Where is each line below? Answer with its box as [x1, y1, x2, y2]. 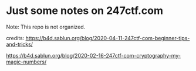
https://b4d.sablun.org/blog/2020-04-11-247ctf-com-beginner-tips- [25, 34, 190, 41]
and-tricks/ [6, 41, 33, 48]
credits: [6, 34, 25, 41]
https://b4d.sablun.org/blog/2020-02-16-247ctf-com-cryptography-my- [6, 52, 181, 59]
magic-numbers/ [6, 58, 47, 65]
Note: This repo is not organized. [6, 23, 86, 30]
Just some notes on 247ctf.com [6, 4, 163, 17]
